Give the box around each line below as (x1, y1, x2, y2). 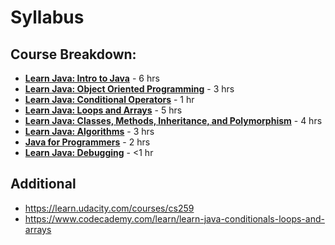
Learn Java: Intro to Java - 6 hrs (24, 72, 160, 84)
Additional (10, 176, 77, 193)
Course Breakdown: (10, 46, 137, 63)
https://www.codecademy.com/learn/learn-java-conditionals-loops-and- (24, 212, 325, 225)
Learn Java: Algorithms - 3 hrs (24, 126, 155, 137)
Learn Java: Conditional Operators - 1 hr (24, 94, 195, 105)
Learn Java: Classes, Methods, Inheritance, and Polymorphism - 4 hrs (24, 115, 323, 126)
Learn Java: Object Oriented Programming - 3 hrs (24, 83, 235, 95)
